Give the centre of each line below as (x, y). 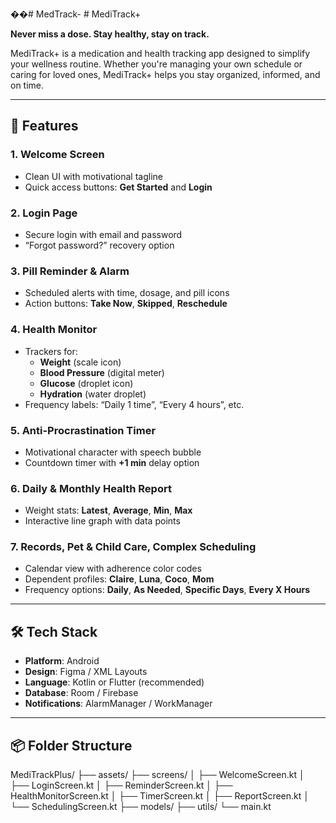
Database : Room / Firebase (81, 693)
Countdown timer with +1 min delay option (112, 462)
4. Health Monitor (54, 330)
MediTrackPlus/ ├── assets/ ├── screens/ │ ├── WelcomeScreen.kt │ (157, 775)
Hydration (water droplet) (93, 394)
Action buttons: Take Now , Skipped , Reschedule (126, 304)
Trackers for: (51, 351)
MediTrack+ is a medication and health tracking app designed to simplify (160, 53)
